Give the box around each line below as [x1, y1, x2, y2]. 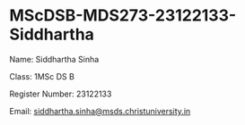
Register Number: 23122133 [9, 88, 112, 99]
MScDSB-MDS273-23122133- [9, 5, 237, 26]
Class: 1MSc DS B [9, 71, 74, 81]
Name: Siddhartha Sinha [9, 54, 100, 64]
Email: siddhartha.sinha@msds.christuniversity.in [9, 105, 191, 116]
